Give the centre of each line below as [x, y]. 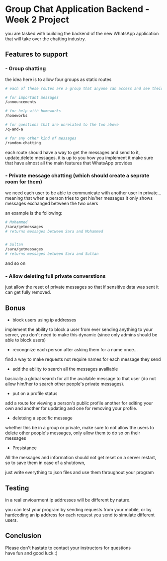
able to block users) [26, 340]
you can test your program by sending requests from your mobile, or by [78, 509]
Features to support [37, 54]
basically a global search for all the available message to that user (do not [81, 379]
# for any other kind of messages [41, 138]
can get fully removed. [28, 292]
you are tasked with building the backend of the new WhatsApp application [82, 33]
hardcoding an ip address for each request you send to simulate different [80, 515]
